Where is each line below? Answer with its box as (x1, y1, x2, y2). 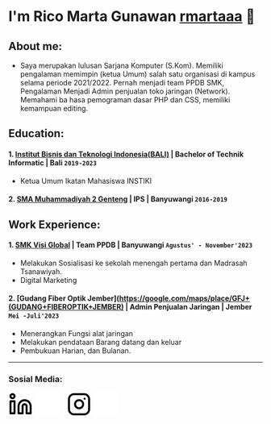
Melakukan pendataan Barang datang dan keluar (19, 337, 182, 347)
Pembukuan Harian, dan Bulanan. (19, 346, 131, 355)
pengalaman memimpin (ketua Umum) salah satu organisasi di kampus (19, 69, 256, 79)
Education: (8, 127, 65, 140)
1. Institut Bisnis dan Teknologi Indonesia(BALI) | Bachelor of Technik (8, 149, 244, 159)
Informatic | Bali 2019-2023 (8, 157, 97, 168)
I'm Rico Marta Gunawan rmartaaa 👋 (8, 7, 256, 26)
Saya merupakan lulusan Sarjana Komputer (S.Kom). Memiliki (19, 60, 223, 70)
